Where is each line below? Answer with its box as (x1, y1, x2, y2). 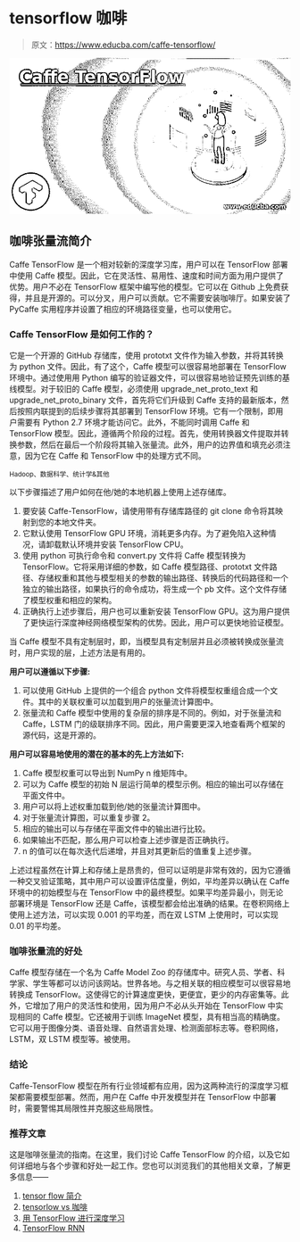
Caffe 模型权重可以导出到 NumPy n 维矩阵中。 (21, 768, 193, 779)
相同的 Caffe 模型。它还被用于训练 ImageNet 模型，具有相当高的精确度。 (16, 1012, 286, 1023)
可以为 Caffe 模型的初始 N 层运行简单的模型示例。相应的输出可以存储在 (21, 779, 284, 790)
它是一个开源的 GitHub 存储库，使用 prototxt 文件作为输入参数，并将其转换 (9, 350, 284, 361)
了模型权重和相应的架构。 (21, 595, 117, 606)
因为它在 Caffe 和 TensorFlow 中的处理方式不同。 (24, 451, 207, 461)
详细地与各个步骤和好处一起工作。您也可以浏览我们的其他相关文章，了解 (16, 1160, 283, 1171)
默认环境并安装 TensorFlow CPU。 (61, 539, 189, 550)
